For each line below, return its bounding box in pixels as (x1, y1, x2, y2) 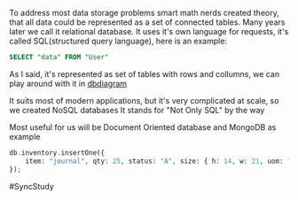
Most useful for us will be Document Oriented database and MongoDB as (9, 121, 277, 132)
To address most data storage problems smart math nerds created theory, (9, 8, 279, 18)
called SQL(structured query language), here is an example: (9, 35, 228, 46)
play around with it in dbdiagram (9, 78, 127, 88)
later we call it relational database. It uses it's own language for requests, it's (9, 27, 289, 36)
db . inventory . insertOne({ (9, 148, 105, 158)
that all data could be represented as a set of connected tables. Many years (9, 17, 286, 27)
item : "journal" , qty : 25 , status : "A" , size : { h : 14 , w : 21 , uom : (25, 157, 284, 165)
